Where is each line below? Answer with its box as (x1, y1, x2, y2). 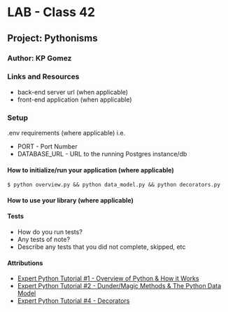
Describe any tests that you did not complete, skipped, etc (17, 243, 186, 251)
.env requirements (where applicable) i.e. (7, 129, 126, 137)
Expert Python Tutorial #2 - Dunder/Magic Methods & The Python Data (17, 282, 222, 290)
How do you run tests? (17, 228, 83, 236)
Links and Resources (7, 72, 80, 81)
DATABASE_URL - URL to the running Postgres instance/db (17, 150, 187, 158)
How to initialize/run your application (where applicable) (7, 165, 174, 174)
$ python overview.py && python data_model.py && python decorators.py (7, 182, 220, 189)
